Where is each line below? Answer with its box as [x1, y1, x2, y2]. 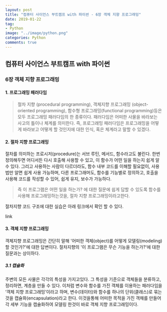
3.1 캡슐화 [5, 262, 24, 268]
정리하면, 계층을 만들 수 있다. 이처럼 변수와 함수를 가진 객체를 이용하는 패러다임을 [5, 282, 162, 288]
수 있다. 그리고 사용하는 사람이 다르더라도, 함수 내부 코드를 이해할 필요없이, [5, 163, 150, 169]
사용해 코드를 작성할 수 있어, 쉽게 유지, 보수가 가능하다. [5, 176, 111, 182]
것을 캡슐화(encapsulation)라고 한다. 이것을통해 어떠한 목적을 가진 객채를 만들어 [5, 295, 161, 301]
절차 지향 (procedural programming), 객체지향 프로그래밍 [17, 101, 131, 108]
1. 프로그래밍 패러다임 [5, 89, 47, 95]
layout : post [5, 7, 32, 13]
